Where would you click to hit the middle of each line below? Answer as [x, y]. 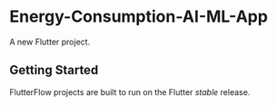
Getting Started [54, 70]
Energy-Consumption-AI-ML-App [138, 17]
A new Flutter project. [50, 42]
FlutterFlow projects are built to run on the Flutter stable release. [130, 92]
